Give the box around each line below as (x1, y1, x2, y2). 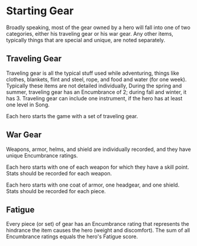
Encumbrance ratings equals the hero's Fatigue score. (6, 233, 138, 240)
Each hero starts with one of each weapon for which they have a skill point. (6, 163, 189, 171)
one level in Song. (6, 101, 50, 108)
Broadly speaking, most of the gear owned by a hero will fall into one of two (6, 24, 190, 31)
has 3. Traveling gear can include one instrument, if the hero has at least (6, 94, 183, 102)
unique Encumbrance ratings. (6, 152, 78, 159)
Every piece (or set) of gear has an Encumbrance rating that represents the (6, 220, 189, 228)
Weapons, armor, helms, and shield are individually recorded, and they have (6, 146, 191, 153)
